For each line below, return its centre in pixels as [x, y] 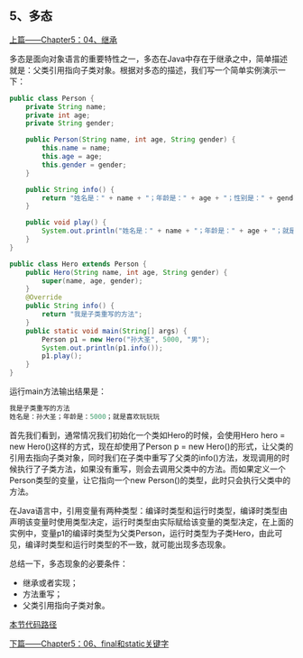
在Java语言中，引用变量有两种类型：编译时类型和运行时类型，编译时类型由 [149, 510]
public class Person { [52, 98]
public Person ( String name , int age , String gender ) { [131, 140]
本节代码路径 [33, 624]
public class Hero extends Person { [78, 264]
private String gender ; [70, 123]
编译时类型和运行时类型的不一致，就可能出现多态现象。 [128, 544]
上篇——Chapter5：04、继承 [63, 40]
